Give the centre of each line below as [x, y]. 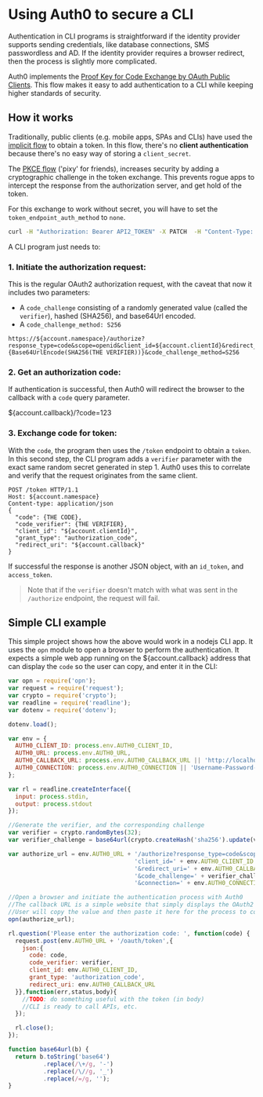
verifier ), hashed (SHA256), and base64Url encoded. [108, 316]
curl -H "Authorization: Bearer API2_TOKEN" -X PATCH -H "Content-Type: [131, 232]
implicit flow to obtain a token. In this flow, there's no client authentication [128, 145]
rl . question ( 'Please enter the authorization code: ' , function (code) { [129, 933]
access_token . [30, 574]
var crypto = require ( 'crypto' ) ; [63, 696]
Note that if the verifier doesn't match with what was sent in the [132, 590]
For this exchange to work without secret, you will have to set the [113, 209]
